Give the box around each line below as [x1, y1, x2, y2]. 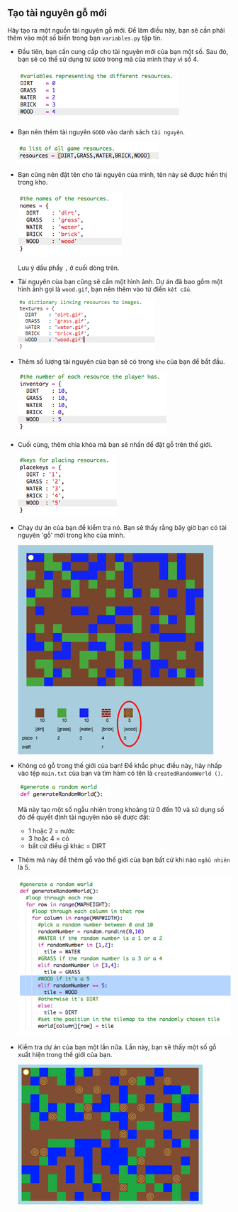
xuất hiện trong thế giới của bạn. [17, 1051, 113, 1059]
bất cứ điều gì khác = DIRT [28, 841, 106, 850]
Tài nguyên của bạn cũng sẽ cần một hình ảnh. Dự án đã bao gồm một [17, 277, 223, 286]
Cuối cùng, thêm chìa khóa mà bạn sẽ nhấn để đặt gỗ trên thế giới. [17, 440, 212, 448]
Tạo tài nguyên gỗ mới [7, 7, 108, 19]
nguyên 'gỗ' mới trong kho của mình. [17, 531, 125, 539]
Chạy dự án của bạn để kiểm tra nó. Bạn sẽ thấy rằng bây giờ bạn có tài [17, 523, 227, 531]
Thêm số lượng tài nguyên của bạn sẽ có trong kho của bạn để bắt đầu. [17, 357, 225, 366]
